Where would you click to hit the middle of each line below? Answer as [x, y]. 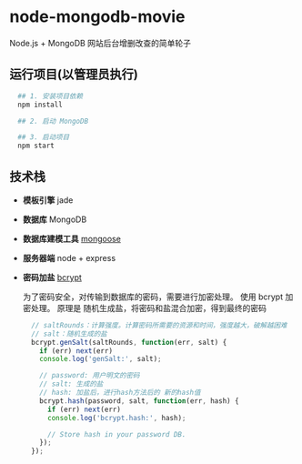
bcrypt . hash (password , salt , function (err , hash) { [139, 401]
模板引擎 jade [48, 200]
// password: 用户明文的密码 [90, 376]
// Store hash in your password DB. [116, 434]
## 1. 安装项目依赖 [50, 96]
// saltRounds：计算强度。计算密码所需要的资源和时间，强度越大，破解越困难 [159, 325]
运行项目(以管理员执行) [74, 75]
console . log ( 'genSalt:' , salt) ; [101, 359]
